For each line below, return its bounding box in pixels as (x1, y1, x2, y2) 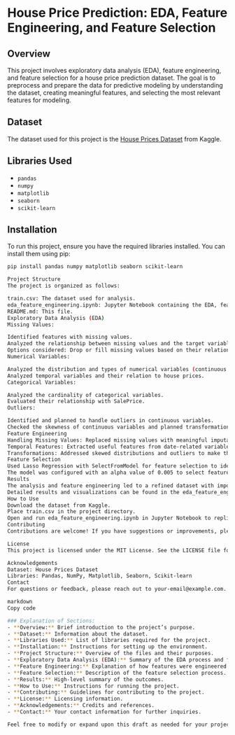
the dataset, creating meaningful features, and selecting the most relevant (7, 89, 221, 97)
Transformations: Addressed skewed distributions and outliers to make (7, 449, 220, 456)
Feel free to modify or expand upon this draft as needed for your (7, 721, 208, 728)
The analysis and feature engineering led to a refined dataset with (7, 482, 215, 489)
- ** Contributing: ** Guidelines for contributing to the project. (7, 689, 205, 696)
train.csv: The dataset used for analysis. (7, 295, 136, 302)
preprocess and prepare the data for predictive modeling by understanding (7, 81, 224, 89)
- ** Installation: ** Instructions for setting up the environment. (7, 643, 208, 650)
